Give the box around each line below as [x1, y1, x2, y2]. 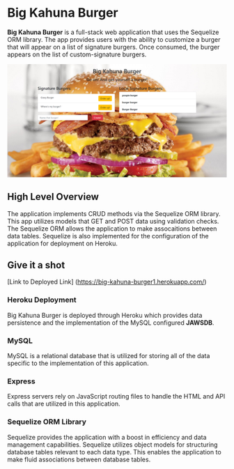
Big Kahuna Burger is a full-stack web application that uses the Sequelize [7, 28, 219, 36]
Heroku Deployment [7, 295, 77, 305]
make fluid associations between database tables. [7, 455, 151, 463]
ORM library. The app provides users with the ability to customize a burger [7, 35, 221, 43]
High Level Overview [7, 191, 100, 203]
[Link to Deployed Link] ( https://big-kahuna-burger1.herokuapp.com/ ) [7, 277, 207, 286]
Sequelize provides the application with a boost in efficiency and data [7, 433, 207, 441]
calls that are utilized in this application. [7, 399, 120, 408]
